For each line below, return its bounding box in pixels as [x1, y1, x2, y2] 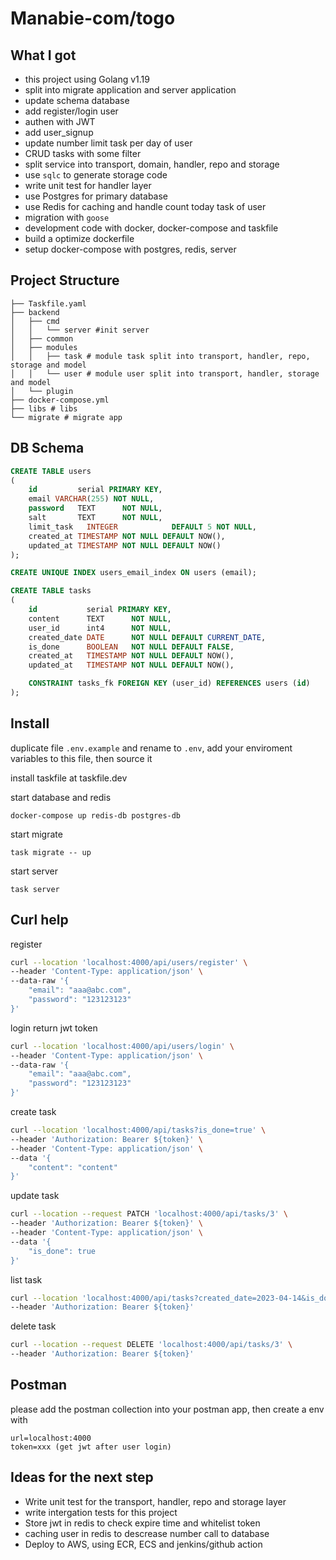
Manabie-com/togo [10, 7, 176, 30]
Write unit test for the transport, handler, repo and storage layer [24, 1495, 287, 1507]
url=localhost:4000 [10, 1433, 92, 1443]
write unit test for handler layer [24, 180, 152, 191]
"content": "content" [28, 1162, 118, 1172]
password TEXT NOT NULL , [28, 503, 163, 514]
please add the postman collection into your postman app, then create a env [10, 1403, 325, 1415]
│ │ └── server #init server [10, 325, 150, 335]
